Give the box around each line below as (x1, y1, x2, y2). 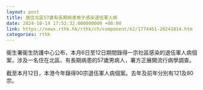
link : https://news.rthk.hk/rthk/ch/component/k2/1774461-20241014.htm (6, 26, 193, 32)
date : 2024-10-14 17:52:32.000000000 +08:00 (6, 20, 122, 26)
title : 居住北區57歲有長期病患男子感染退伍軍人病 (6, 15, 118, 21)
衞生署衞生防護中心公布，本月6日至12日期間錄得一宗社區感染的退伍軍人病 (6, 49, 192, 57)
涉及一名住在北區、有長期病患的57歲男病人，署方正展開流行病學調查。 (17, 57, 195, 64)
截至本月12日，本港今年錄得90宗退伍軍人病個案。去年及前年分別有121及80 (6, 69, 194, 77)
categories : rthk (6, 32, 51, 38)
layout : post (6, 9, 40, 15)
